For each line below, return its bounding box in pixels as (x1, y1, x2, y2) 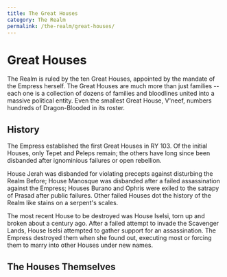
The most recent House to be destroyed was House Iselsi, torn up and (7, 212, 205, 220)
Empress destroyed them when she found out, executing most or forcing (7, 234, 212, 242)
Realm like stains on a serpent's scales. (7, 199, 119, 207)
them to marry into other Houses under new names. (7, 241, 153, 250)
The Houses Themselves (7, 261, 116, 272)
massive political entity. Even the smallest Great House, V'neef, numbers (7, 96, 212, 105)
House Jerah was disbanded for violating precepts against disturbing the (7, 170, 213, 178)
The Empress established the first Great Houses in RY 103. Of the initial (7, 142, 208, 150)
